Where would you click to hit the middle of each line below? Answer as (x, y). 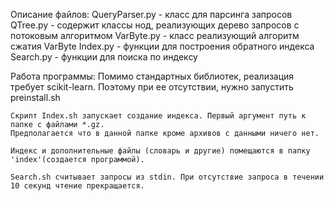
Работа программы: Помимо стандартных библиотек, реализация (152, 76)
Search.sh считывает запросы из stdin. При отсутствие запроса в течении (167, 177)
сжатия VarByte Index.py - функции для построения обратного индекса (162, 46)
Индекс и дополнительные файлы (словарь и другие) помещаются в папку (160, 151)
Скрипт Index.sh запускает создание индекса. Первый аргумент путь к (158, 116)
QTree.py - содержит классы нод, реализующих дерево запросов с (155, 25)
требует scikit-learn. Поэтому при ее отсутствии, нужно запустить (152, 87)
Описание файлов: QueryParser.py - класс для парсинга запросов (151, 14)
